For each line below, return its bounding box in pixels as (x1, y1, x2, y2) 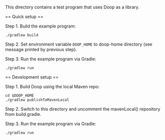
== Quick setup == (5, 14, 43, 19)
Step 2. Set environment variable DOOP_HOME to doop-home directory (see (5, 41, 153, 47)
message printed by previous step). (5, 47, 77, 52)
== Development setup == (5, 74, 59, 80)
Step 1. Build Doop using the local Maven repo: (5, 84, 100, 89)
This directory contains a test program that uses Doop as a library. (5, 4, 139, 10)
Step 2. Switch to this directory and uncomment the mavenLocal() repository (5, 106, 161, 112)
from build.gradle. (5, 112, 41, 117)
